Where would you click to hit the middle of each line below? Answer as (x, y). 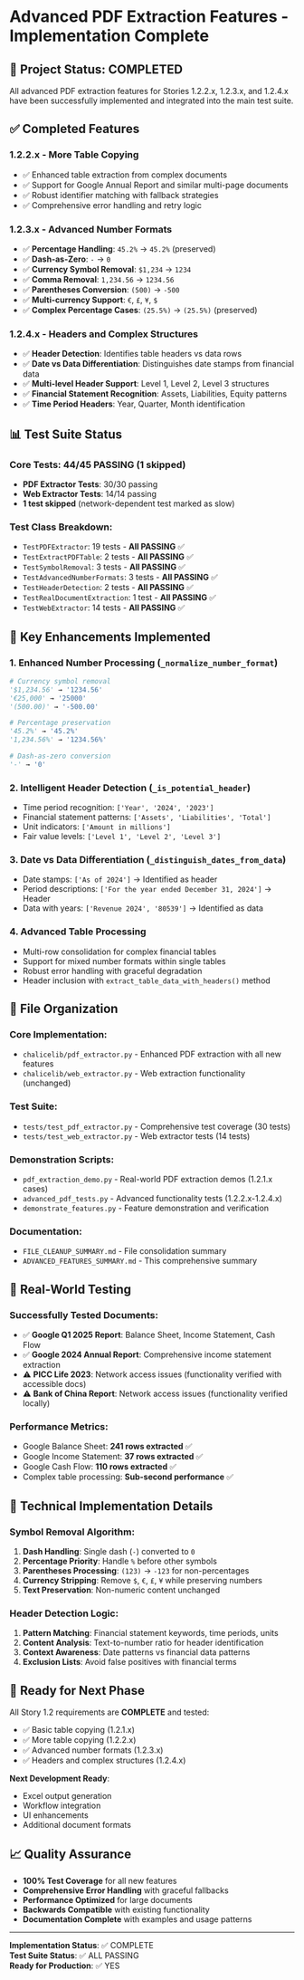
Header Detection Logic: (64, 1613)
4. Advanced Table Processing (78, 932)
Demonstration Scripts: (62, 1159)
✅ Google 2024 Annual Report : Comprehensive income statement (147, 1354)
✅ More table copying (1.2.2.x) (79, 1740)
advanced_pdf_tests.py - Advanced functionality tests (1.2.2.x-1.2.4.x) (152, 1198)
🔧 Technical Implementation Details (111, 1506)
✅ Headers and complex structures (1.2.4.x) (104, 1760)
